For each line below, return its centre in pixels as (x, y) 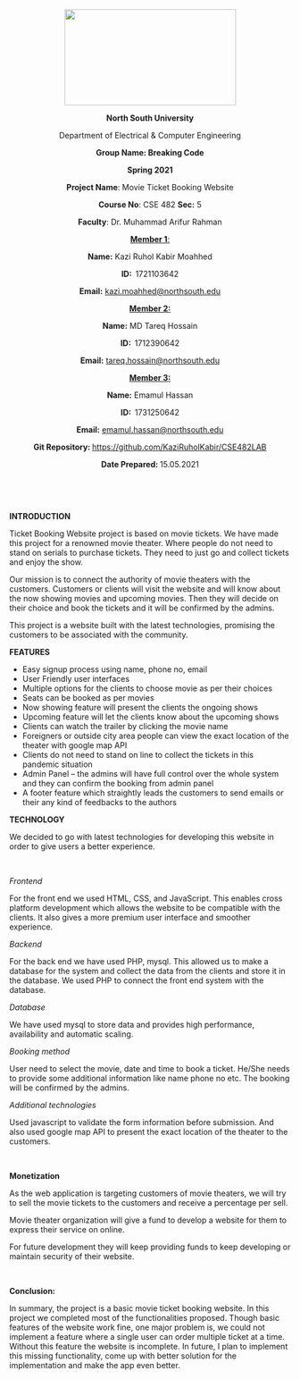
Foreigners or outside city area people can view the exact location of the (155, 736)
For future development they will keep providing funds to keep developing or (150, 1247)
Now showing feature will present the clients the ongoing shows (140, 707)
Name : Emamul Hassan (150, 395)
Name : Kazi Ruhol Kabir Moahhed (150, 256)
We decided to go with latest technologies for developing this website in (142, 837)
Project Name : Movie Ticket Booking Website (150, 187)
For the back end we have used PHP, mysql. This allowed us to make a (139, 961)
